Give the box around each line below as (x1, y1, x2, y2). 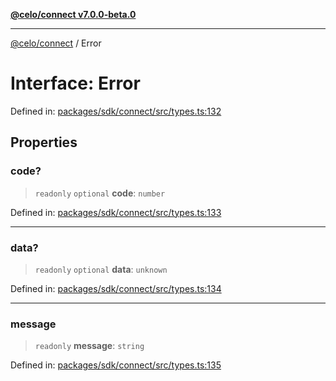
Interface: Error (10, 72, 141, 95)
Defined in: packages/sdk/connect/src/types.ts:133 (10, 206, 222, 218)
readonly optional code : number (34, 187, 166, 199)
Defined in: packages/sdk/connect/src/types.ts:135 (10, 359, 222, 371)
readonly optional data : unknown (34, 263, 168, 275)
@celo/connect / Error (10, 37, 102, 49)
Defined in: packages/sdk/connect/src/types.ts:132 (10, 105, 222, 117)
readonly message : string (34, 340, 145, 352)
